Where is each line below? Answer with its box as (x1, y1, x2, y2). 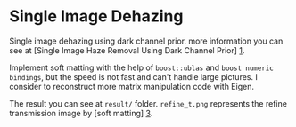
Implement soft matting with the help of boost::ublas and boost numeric (9, 62, 274, 73)
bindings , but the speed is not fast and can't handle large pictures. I (9, 71, 259, 82)
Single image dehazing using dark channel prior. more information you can (9, 36, 284, 46)
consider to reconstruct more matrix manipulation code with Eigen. (9, 81, 254, 91)
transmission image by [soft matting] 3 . (9, 107, 153, 118)
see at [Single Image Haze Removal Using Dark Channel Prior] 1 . (9, 44, 245, 55)
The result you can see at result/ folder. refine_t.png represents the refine (9, 98, 288, 108)
